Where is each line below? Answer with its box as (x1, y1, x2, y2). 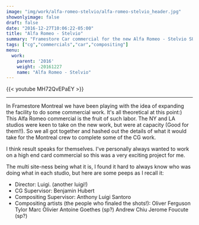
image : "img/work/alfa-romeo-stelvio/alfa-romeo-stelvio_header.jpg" (6, 8, 182, 15)
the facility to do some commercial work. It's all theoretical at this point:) (6, 109, 182, 116)
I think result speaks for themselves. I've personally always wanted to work (6, 146, 190, 153)
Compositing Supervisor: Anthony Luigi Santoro (14, 194, 131, 201)
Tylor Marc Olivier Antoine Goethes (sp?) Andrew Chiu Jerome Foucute (14, 206, 188, 213)
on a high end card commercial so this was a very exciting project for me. (6, 152, 185, 159)
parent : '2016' (17, 58, 54, 64)
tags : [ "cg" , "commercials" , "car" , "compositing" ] (6, 42, 129, 48)
